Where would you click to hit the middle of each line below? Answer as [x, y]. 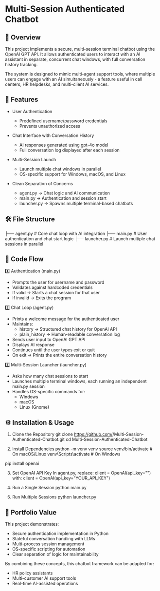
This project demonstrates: [32, 524]
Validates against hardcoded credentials [52, 287]
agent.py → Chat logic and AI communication [65, 193]
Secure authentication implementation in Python [60, 534]
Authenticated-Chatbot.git [38, 439]
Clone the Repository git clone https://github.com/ [62, 434]
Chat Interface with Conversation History [53, 135]
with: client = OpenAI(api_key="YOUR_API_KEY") [61, 478]
